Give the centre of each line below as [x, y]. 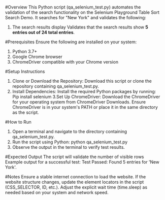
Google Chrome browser [37, 57]
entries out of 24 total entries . [43, 32]
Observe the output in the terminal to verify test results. [68, 147]
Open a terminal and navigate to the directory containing [69, 132]
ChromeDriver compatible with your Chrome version [65, 62]
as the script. [26, 112]
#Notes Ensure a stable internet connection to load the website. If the [76, 177]
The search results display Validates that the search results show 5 [80, 27]
